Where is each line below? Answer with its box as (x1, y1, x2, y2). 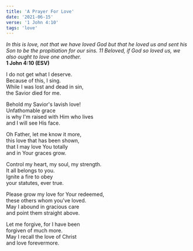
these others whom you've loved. (6, 197, 87, 204)
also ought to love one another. (6, 53, 82, 60)
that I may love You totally (6, 143, 68, 150)
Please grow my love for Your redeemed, (6, 191, 105, 198)
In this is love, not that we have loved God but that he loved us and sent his (6, 41, 187, 48)
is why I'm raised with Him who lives (6, 114, 94, 121)
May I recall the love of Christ (6, 233, 77, 240)
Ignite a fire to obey (6, 173, 53, 180)
